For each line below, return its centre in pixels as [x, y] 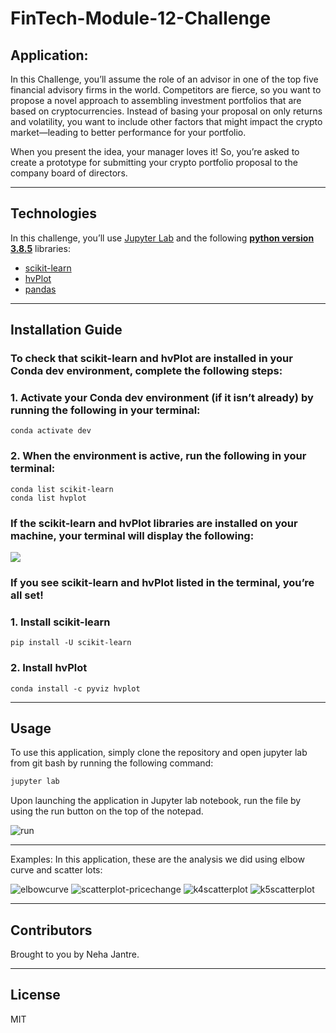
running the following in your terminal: [105, 410]
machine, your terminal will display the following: [132, 535]
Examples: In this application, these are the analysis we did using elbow [157, 859]
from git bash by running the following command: [112, 763]
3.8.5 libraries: [40, 248]
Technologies [54, 213]
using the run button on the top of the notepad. [107, 811]
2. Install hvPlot [49, 668]
